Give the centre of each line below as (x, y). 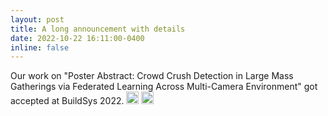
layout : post (37, 19)
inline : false (40, 47)
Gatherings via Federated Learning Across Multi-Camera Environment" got (164, 87)
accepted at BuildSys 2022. (67, 101)
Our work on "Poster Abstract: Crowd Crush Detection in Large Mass (152, 76)
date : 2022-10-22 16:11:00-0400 (77, 38)
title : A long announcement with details (98, 29)
